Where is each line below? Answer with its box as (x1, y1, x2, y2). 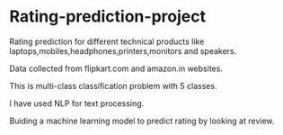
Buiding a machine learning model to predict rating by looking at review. (9, 115, 275, 126)
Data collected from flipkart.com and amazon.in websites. (9, 63, 223, 74)
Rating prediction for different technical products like (9, 36, 205, 47)
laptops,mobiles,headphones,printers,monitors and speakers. (9, 45, 237, 56)
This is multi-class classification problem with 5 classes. (9, 80, 217, 91)
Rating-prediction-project (9, 6, 207, 27)
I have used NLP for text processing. (9, 97, 145, 109)
